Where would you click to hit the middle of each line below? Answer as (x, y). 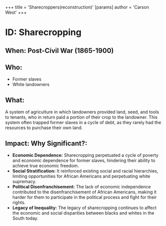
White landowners (31, 85)
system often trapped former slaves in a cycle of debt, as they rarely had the (83, 123)
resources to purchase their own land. (44, 128)
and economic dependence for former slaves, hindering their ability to (84, 161)
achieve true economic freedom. (46, 166)
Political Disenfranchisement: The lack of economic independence (82, 187)
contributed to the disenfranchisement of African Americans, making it (84, 192)
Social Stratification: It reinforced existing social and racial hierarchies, (85, 171)
